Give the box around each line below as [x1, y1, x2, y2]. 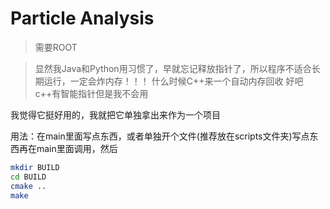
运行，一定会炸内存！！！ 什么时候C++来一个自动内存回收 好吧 [43, 75, 304, 87]
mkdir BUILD [10, 162, 60, 172]
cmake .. [10, 181, 47, 191]
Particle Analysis [10, 7, 155, 30]
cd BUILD [10, 172, 47, 182]
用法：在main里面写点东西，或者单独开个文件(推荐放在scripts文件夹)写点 [10, 130, 310, 142]
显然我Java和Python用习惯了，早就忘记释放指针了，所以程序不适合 [34, 62, 312, 74]
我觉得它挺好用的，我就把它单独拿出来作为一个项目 [10, 108, 221, 121]
